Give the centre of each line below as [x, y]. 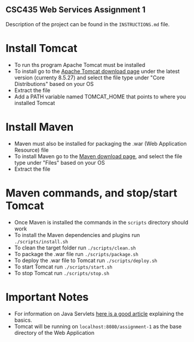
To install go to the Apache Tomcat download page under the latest [97, 71]
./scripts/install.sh [41, 242]
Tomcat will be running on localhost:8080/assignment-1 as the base [98, 326]
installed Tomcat [34, 103]
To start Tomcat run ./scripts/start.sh [63, 266]
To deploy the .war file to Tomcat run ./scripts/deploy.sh [86, 260]
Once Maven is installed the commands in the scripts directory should [101, 222]
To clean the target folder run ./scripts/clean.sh [75, 248]
